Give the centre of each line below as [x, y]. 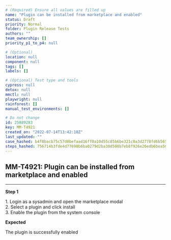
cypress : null [20, 85]
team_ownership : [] [26, 39]
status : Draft [20, 19]
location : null [21, 57]
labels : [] [17, 71]
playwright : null [24, 99]
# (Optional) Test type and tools [42, 80]
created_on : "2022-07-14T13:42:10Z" [44, 132]
